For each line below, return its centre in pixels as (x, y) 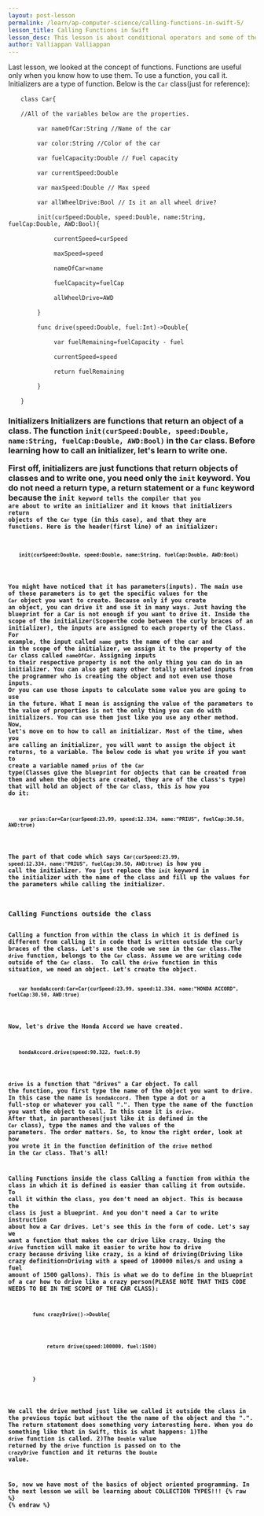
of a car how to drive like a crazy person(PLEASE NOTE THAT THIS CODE (127, 1282)
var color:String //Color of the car (99, 144)
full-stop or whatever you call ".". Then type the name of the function (131, 1105)
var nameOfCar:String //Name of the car (104, 129)
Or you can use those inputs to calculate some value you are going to (127, 690)
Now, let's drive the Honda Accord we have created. (96, 1027)
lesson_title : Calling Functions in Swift (79, 30)
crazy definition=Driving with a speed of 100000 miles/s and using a (126, 1261)
